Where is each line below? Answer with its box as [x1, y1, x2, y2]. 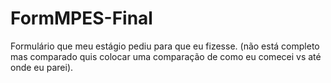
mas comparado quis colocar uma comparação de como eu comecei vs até [10, 50, 322, 62]
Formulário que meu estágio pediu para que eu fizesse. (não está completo [10, 40, 320, 52]
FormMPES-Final [10, 7, 153, 30]
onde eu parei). [10, 61, 74, 73]
